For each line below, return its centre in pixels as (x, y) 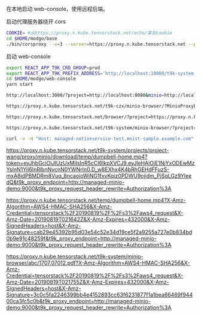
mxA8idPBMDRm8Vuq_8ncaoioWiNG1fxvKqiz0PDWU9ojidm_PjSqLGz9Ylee (99, 175)
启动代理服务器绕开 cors (36, 22)
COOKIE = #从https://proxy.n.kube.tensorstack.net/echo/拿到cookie (89, 33)
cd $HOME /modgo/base (32, 38)
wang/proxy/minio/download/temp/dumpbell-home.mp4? (77, 156)
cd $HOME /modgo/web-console (41, 79)
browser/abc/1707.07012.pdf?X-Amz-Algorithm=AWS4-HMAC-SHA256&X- (98, 262)
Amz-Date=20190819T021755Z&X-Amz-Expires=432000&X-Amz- (88, 282)
